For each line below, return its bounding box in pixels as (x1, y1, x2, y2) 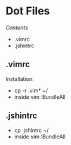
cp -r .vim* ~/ (14, 87, 48, 94)
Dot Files (5, 4, 50, 18)
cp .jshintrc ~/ (14, 126, 49, 134)
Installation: (5, 75, 34, 82)
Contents (5, 24, 28, 31)
